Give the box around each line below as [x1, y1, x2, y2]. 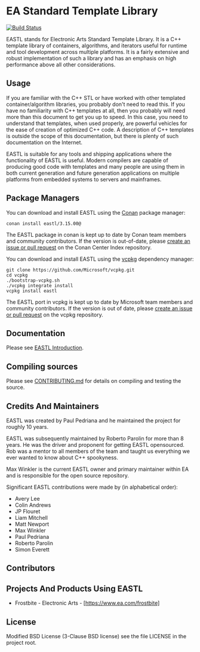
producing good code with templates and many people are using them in [6, 163, 185, 170]
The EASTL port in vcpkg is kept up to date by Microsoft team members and [6, 298, 193, 306]
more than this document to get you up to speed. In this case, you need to [6, 113, 188, 120]
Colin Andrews [14, 501, 51, 508]
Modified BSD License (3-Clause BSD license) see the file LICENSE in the [6, 633, 187, 640]
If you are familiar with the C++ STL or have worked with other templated [6, 94, 186, 101]
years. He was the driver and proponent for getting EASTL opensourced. [6, 441, 185, 448]
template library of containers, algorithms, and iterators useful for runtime [6, 42, 187, 49]
